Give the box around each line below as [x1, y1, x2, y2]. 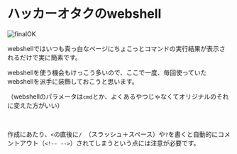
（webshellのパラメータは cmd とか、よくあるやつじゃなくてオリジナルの [7, 92, 216, 101]
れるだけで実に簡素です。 [7, 53, 82, 62]
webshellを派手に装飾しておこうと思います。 [7, 77, 138, 85]
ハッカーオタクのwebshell [7, 6, 162, 22]
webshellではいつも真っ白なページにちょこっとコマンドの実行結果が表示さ [7, 44, 226, 53]
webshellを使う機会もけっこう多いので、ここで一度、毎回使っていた [7, 68, 207, 77]
